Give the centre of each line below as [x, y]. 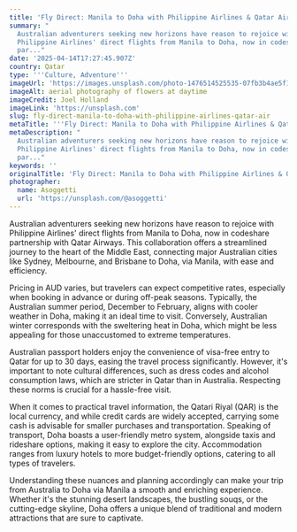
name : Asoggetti [47, 190]
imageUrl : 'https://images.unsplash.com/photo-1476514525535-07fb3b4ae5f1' [152, 83]
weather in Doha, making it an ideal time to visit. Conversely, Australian [138, 316]
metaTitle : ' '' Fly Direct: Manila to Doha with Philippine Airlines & [142, 125]
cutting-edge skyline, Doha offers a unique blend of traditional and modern [146, 508]
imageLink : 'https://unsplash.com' [75, 108]
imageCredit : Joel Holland [59, 100]
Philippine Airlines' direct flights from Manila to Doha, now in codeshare [139, 233]
